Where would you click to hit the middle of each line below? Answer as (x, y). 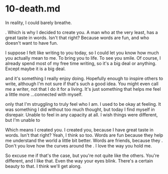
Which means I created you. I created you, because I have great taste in (79, 130)
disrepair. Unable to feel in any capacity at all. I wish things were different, (81, 115)
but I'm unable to (23, 120)
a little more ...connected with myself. (44, 94)
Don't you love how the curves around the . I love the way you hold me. (78, 145)
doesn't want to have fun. (32, 43)
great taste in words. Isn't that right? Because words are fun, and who (77, 38)
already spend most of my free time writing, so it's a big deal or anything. (81, 63)
